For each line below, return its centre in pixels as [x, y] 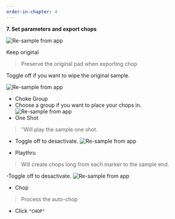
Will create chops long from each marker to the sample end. [95, 164]
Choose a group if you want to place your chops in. [78, 105]
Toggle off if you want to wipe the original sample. [68, 75]
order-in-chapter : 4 [32, 12]
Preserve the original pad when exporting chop [79, 64]
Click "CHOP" [30, 211]
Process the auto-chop [49, 199]
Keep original [22, 52]
